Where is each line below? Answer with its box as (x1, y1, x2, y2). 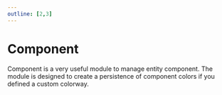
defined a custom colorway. (7, 79, 89, 88)
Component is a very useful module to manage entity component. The (7, 65, 213, 73)
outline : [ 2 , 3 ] (7, 10, 53, 18)
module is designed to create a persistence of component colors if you (7, 72, 216, 80)
